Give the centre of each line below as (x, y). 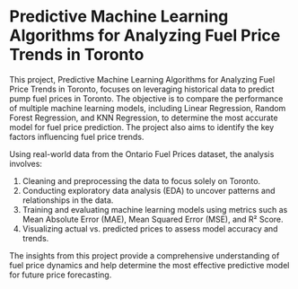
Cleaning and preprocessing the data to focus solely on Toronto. (141, 180)
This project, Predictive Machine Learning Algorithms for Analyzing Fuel (142, 79)
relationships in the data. (68, 200)
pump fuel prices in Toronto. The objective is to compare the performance (146, 98)
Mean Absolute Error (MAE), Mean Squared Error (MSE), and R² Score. (153, 219)
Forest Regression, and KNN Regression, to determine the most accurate (144, 118)
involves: (26, 163)
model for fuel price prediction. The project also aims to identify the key (142, 127)
